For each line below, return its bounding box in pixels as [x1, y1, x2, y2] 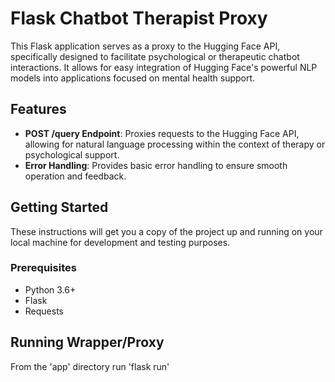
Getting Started [10, 199, 109, 216]
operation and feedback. [24, 170, 127, 182]
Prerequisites [10, 261, 77, 275]
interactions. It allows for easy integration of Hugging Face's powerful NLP [10, 61, 318, 73]
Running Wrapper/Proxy [10, 334, 165, 351]
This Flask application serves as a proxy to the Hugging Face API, [10, 40, 281, 52]
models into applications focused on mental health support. [10, 72, 256, 84]
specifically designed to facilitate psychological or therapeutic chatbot [10, 50, 300, 62]
